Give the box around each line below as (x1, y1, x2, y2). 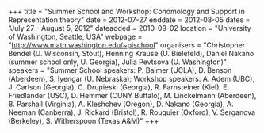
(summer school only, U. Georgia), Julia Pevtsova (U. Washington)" (8, 57, 228, 66)
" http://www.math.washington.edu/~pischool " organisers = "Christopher (8, 40, 246, 50)
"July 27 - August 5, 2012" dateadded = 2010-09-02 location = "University (8, 24, 251, 32)
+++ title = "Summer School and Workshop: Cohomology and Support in (8, 7, 246, 16)
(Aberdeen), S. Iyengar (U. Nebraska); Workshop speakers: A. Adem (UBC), (8, 74, 255, 83)
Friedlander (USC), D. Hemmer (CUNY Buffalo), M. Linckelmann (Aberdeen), (8, 91, 257, 100)
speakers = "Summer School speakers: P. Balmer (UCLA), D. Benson (8, 66, 232, 74)
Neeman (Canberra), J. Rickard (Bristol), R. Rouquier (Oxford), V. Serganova (8, 108, 256, 117)
